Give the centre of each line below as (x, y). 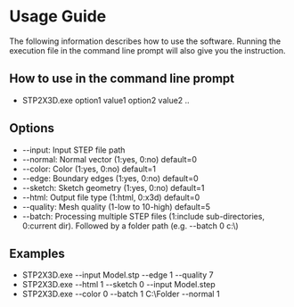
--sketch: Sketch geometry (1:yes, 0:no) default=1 (113, 187)
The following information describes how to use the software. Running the (145, 41)
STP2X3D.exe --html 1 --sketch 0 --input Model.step (118, 285)
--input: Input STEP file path (73, 150)
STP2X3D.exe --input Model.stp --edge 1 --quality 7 (118, 275)
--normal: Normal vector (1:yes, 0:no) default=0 (110, 159)
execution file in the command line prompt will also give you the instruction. (148, 50)
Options (32, 128)
